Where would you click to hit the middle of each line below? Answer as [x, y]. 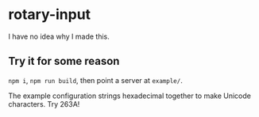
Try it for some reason [64, 61]
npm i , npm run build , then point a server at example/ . [95, 80]
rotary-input [50, 15]
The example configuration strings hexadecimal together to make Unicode [130, 96]
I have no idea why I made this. [59, 36]
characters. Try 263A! [44, 104]
